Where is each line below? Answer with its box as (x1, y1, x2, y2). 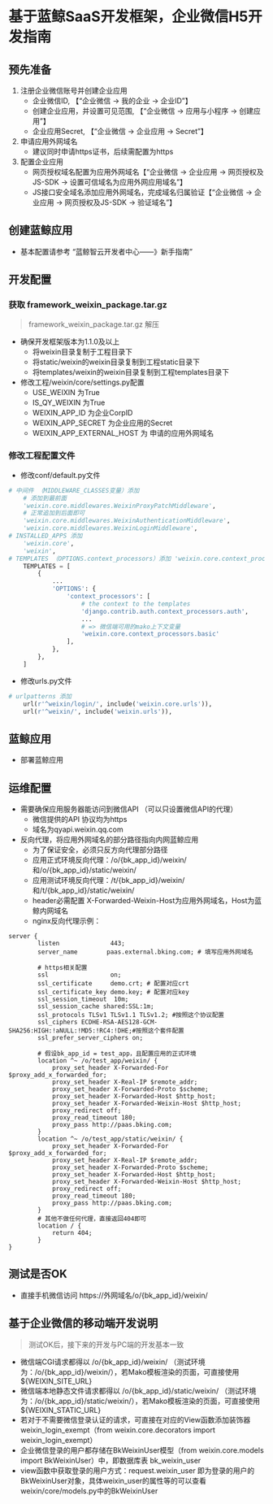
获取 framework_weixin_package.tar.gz (8, 299, 168, 311)
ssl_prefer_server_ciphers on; (37, 1034, 144, 1042)
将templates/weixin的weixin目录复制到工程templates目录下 (32, 367, 230, 376)
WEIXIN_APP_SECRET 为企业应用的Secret (32, 418, 173, 428)
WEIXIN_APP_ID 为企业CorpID (32, 407, 133, 417)
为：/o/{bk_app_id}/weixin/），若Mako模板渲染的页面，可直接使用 (19, 1367, 240, 1376)
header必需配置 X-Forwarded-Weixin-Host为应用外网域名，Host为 (32, 896, 255, 906)
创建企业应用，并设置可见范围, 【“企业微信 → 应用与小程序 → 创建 (32, 106, 254, 115)
